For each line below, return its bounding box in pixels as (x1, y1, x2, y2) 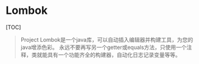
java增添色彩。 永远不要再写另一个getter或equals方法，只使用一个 (20, 43, 187, 51)
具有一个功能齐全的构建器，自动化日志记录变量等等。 (47, 51, 181, 58)
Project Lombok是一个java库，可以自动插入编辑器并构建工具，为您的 (20, 36, 194, 43)
